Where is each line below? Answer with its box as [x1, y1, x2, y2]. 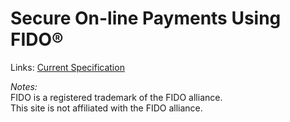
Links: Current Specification [10, 61, 125, 73]
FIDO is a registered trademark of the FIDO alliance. [10, 91, 223, 103]
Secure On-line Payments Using [10, 7, 282, 30]
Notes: [10, 80, 38, 92]
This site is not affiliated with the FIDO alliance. [10, 102, 203, 114]
